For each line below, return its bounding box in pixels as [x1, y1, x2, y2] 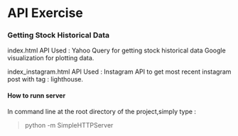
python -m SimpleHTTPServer [24, 120, 114, 129]
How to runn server [7, 91, 66, 100]
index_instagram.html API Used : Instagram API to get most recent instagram [7, 67, 232, 76]
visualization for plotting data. [7, 54, 94, 62]
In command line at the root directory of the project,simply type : [7, 107, 197, 115]
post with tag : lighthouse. [7, 75, 84, 84]
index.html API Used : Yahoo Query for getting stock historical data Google [7, 46, 226, 55]
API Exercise [7, 5, 84, 21]
